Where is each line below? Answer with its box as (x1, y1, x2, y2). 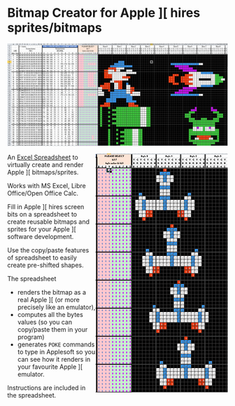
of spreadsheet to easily (7, 253, 77, 262)
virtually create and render (7, 160, 84, 169)
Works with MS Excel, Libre (7, 181, 86, 190)
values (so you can (17, 318, 72, 326)
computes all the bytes (17, 310, 84, 318)
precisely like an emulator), (17, 303, 96, 311)
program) (17, 332, 45, 341)
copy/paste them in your (17, 325, 88, 334)
